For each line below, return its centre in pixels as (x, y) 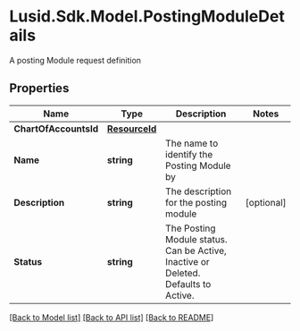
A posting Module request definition (75, 60)
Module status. (196, 239)
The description (198, 191)
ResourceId (132, 129)
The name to (192, 143)
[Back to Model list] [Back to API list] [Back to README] (112, 317)
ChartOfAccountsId (56, 129)
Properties (39, 88)
